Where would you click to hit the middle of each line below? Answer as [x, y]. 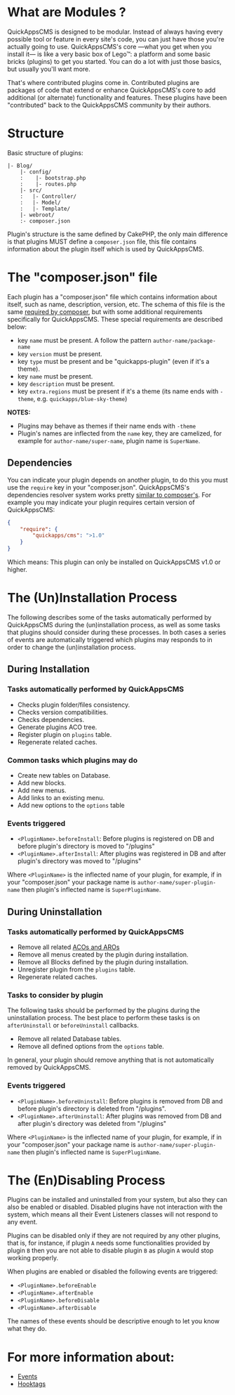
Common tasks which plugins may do [73, 760]
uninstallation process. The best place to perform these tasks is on [103, 1018]
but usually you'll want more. [49, 69]
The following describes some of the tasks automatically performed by [109, 617]
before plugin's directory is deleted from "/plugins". [92, 1108]
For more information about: [91, 1357]
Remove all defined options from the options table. [91, 1047]
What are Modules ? [67, 12]
